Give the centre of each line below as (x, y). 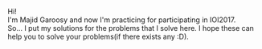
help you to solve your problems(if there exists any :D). (98, 36)
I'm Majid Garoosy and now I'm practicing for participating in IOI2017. (122, 20)
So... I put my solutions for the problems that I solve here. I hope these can (131, 28)
